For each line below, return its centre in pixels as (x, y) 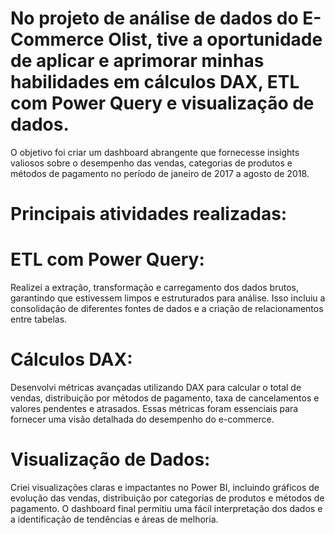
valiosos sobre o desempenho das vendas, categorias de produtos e (151, 163)
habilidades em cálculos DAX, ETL (155, 82)
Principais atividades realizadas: (149, 214)
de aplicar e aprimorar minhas (137, 61)
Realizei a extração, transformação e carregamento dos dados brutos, (154, 288)
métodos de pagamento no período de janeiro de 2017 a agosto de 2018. (160, 173)
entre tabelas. (39, 319)
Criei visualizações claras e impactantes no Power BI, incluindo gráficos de (165, 487)
